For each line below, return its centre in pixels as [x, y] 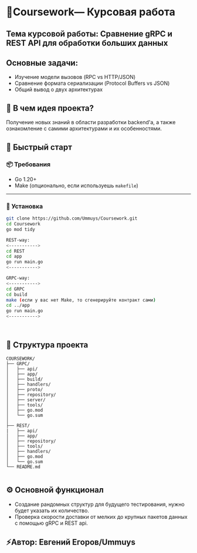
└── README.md [23, 467]
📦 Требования [28, 164]
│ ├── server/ [26, 400]
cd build [17, 294]
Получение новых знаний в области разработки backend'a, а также [91, 122]
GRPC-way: [18, 278]
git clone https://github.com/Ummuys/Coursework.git [72, 218]
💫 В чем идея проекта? [50, 108]
